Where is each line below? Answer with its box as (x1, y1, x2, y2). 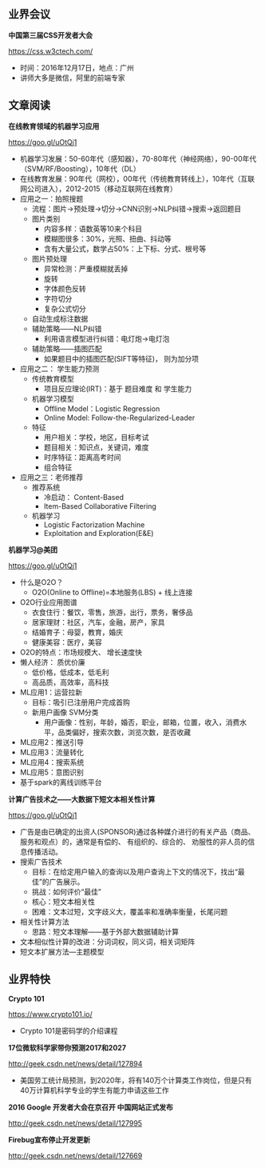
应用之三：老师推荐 (19, 472, 84, 482)
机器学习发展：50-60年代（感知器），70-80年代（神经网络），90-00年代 (19, 154, 257, 163)
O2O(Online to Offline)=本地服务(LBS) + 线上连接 (31, 587, 193, 597)
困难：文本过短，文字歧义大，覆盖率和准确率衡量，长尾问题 (31, 906, 228, 916)
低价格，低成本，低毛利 (31, 667, 109, 677)
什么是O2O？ (19, 577, 64, 586)
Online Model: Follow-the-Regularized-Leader (43, 413, 196, 422)
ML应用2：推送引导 (19, 737, 84, 746)
